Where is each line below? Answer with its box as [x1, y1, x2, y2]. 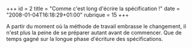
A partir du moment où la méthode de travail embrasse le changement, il [6, 23, 186, 30]
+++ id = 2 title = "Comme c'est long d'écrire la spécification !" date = [6, 5, 180, 12]
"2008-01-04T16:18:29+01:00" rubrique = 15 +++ [6, 11, 129, 18]
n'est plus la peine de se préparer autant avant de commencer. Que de [6, 29, 182, 36]
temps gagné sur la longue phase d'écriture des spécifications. [6, 36, 164, 42]
